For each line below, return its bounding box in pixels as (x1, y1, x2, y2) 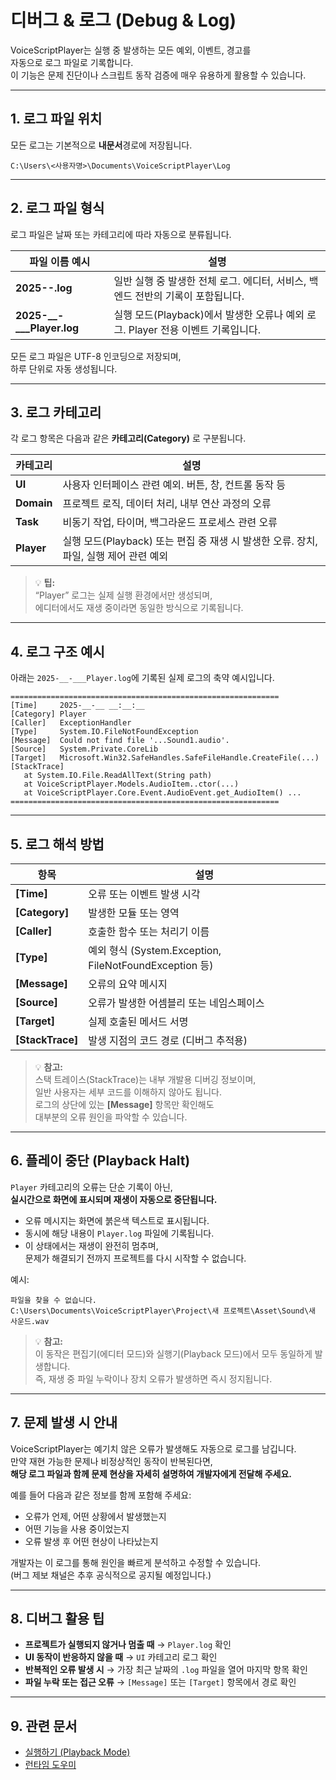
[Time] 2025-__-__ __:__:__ (10, 701, 145, 711)
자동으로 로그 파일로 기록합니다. (10, 56, 134, 68)
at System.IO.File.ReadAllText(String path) (23, 771, 213, 781)
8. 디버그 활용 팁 (10, 1611, 105, 1628)
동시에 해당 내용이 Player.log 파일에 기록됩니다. (24, 1227, 215, 1239)
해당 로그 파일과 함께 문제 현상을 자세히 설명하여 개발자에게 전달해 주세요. (10, 1467, 292, 1480)
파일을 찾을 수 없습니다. (10, 1295, 98, 1305)
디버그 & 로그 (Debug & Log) (10, 9, 237, 32)
